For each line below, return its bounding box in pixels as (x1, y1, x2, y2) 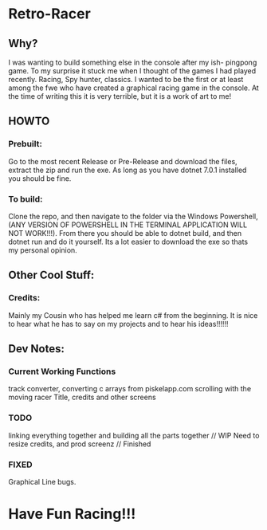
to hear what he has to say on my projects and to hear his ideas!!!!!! (8, 319, 229, 328)
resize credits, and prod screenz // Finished (8, 439, 151, 449)
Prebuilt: (8, 139, 42, 150)
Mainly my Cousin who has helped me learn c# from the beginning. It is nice (8, 310, 258, 320)
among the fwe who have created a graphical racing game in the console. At (8, 83, 259, 92)
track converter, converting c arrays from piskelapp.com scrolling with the (8, 384, 252, 394)
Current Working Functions (8, 366, 116, 377)
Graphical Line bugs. (8, 477, 77, 486)
